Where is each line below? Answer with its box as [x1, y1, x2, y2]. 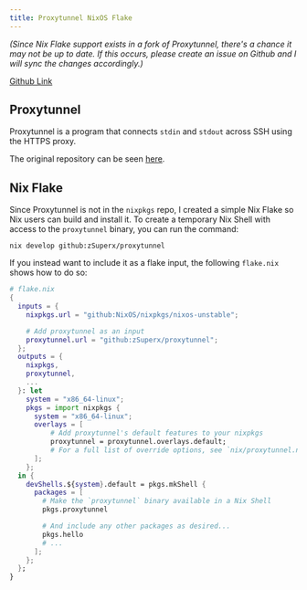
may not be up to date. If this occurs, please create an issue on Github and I [9, 47, 297, 59]
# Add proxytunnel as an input [26, 326, 145, 336]
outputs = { [17, 353, 64, 362]
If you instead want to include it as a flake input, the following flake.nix [9, 258, 280, 269]
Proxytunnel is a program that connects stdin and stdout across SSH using [9, 126, 292, 137]
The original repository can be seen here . [9, 153, 165, 164]
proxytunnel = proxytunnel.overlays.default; [49, 437, 227, 447]
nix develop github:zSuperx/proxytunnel [9, 241, 166, 251]
